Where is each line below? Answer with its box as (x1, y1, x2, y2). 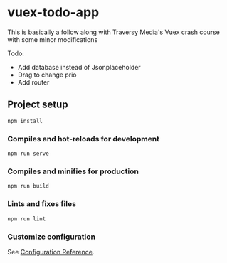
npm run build (7, 183, 50, 190)
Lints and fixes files (7, 199, 77, 209)
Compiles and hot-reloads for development (7, 134, 160, 144)
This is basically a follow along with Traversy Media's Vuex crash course (7, 28, 221, 36)
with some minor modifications (7, 35, 98, 43)
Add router (17, 77, 50, 86)
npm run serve (7, 150, 50, 157)
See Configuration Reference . (7, 247, 95, 256)
